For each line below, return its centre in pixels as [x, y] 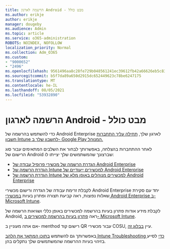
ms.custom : [17, 57]
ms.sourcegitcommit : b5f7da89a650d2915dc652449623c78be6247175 [73, 76]
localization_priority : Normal [38, 48]
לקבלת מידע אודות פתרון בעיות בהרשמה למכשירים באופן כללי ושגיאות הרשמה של [83, 211]
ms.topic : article [25, 33]
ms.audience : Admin [26, 29]
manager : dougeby [24, 24]
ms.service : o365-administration [40, 39]
